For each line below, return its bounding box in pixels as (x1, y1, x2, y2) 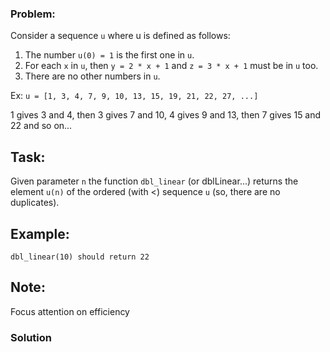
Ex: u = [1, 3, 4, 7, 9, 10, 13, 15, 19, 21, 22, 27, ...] (10, 90, 259, 102)
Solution (10, 330, 53, 344)
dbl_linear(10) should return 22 (10, 252, 150, 262)
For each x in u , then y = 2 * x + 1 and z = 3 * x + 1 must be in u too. (24, 60, 319, 72)
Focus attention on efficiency (10, 305, 130, 317)
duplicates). (10, 197, 60, 209)
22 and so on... (10, 120, 73, 132)
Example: (10, 225, 70, 242)
